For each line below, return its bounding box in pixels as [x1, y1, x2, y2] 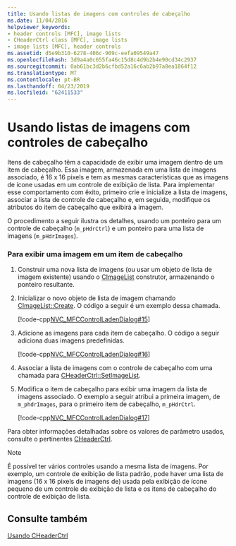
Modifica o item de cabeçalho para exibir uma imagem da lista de [17, 385, 208, 393]
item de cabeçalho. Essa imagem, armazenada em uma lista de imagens [7, 165, 217, 174]
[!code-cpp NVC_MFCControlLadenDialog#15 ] [17, 315, 150, 324]
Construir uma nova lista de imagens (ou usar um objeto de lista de [17, 266, 213, 274]
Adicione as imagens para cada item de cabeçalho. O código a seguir [17, 329, 220, 338]
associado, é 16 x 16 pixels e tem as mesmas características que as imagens [7, 173, 229, 182]
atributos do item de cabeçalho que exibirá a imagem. [7, 203, 163, 212]
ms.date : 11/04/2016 [7, 17, 68, 24]
